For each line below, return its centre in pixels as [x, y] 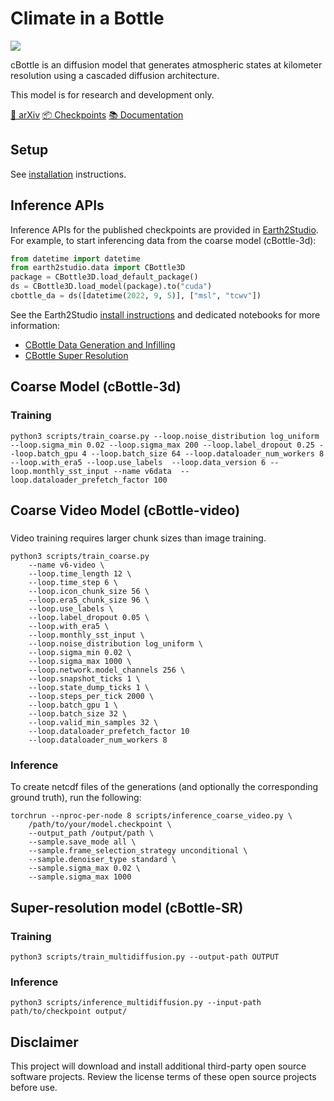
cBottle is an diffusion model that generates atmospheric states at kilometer [166, 64]
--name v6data [142, 471]
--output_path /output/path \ [91, 833]
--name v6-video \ [66, 565]
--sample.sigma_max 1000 [80, 877]
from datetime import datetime [75, 258]
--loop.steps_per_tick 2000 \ [91, 696]
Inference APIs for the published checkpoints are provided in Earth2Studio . [164, 229]
